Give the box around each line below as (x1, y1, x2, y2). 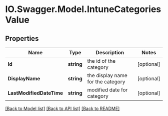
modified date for (87, 86, 128, 93)
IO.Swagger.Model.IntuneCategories (5, 4, 161, 15)
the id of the (87, 58, 116, 64)
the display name (87, 72, 127, 79)
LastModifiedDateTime (7, 89, 63, 96)
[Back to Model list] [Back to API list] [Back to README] (5, 105, 120, 111)
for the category (87, 78, 125, 85)
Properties (5, 34, 39, 43)
